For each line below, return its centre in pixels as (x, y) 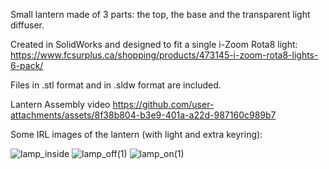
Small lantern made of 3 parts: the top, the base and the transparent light (160, 14)
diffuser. (27, 25)
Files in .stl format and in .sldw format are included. (116, 85)
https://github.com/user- (163, 104)
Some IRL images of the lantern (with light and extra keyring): (136, 134)
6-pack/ (27, 65)
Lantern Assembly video (60, 104)
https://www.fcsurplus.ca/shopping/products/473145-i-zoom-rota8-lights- (164, 55)
